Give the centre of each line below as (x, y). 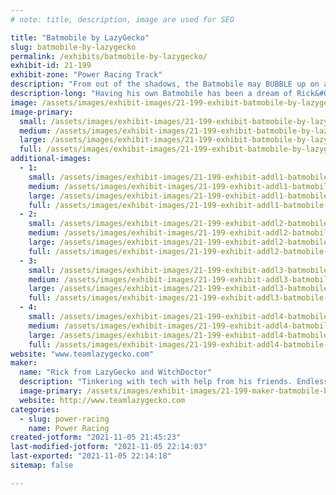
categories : (35, 409)
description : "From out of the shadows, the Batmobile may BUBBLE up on (165, 84)
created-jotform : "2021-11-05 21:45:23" (96, 437)
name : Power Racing (69, 428)
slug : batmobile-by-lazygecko (73, 47)
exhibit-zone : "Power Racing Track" (86, 75)
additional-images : (51, 159)
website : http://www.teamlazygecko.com (102, 400)
